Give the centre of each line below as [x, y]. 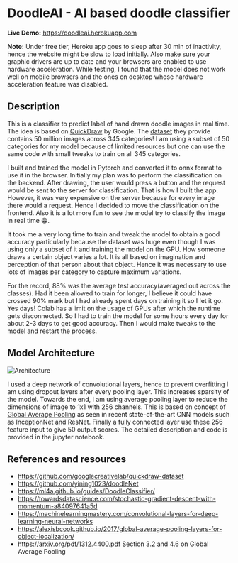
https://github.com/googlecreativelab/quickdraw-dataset [101, 476]
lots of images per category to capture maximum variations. [95, 272]
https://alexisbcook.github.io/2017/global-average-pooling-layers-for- [120, 529]
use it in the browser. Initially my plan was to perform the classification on [114, 175]
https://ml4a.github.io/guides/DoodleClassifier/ [86, 491]
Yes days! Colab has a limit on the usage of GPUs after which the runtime [114, 308]
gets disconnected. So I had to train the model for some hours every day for [118, 316]
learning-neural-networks [55, 521]
